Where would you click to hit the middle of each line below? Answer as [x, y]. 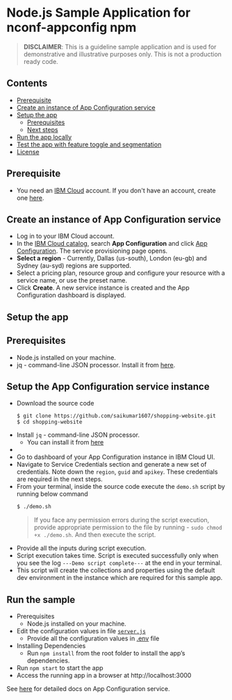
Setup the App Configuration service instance [108, 386]
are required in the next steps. [60, 479]
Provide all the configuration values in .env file [93, 639]
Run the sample [41, 600]
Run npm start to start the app [60, 668]
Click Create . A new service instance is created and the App [103, 288]
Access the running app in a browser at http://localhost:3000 [104, 676]
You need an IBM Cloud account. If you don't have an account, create [116, 190]
